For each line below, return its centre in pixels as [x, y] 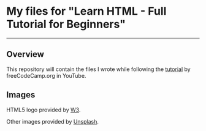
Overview [25, 54]
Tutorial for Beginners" [66, 24]
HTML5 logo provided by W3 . [44, 110]
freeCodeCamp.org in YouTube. [46, 75]
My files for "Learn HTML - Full [86, 11]
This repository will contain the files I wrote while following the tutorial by [99, 69]
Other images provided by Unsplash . [53, 121]
